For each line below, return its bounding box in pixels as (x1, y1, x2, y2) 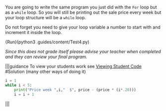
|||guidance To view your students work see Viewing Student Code (5, 64, 142, 69)
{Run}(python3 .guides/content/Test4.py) (5, 39, 90, 45)
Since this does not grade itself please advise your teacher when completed (5, 49, 161, 54)
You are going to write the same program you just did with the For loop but (5, 4, 157, 10)
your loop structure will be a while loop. (5, 15, 86, 20)
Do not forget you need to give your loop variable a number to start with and (5, 24, 161, 30)
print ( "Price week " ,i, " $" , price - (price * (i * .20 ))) (14, 87, 136, 92)
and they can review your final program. (5, 54, 88, 60)
